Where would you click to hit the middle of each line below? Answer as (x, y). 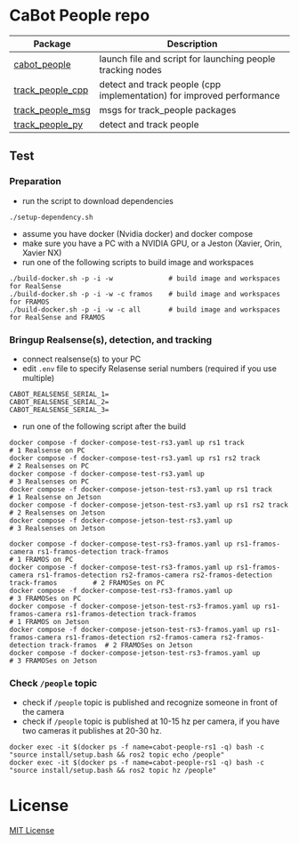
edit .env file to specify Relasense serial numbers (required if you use (149, 368)
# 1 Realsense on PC (48, 450)
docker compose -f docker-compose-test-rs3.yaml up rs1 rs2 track (135, 458)
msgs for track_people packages (168, 110)
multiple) (38, 377)
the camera (43, 712)
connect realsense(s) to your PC (81, 359)
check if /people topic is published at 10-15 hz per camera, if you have (151, 721)
